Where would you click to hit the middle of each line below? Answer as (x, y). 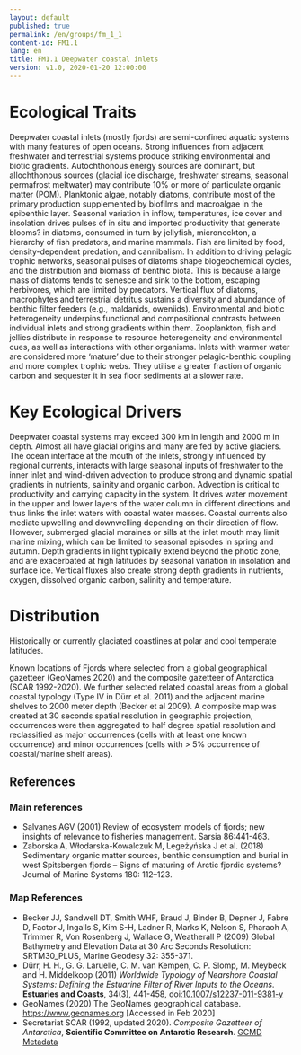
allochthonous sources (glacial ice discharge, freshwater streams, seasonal (149, 175)
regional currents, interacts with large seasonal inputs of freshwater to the (146, 465)
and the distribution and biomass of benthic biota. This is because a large (145, 270)
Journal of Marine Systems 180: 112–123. (97, 875)
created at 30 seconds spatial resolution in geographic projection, (131, 716)
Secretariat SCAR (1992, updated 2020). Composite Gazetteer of (142, 1022)
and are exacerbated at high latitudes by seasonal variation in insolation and (150, 560)
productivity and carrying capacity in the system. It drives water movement (148, 494)
